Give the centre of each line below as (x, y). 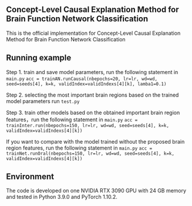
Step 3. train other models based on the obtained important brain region (93, 112)
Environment (30, 177)
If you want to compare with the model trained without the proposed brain (95, 141)
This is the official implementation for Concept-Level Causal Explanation (93, 33)
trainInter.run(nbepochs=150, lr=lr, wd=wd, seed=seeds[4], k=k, (87, 125)
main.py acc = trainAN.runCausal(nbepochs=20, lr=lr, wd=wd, (82, 79)
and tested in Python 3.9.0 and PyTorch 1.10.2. (62, 197)
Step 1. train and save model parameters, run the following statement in (92, 72)
